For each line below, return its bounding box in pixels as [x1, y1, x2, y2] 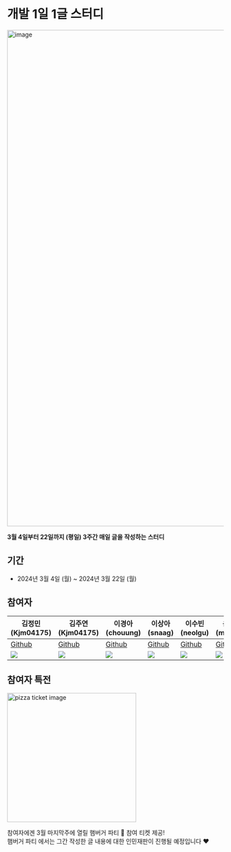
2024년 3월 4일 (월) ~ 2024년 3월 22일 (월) [16, 574, 137, 583]
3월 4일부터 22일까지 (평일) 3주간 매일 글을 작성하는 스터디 [7, 532, 165, 541]
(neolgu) [180, 627, 210, 637]
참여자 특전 [7, 674, 52, 685]
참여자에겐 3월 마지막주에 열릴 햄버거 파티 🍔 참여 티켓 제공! [7, 829, 165, 837]
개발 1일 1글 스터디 [7, 6, 104, 22]
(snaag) [147, 627, 174, 637]
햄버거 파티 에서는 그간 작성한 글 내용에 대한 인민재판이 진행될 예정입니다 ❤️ [7, 838, 210, 846]
